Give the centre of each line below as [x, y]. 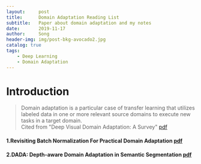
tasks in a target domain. [51, 121]
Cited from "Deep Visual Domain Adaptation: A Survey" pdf [94, 127]
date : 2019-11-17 [36, 28]
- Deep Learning [37, 56]
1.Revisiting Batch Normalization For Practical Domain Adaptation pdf [94, 141]
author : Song [28, 34]
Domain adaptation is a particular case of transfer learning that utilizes [108, 108]
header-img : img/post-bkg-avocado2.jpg [56, 40]
